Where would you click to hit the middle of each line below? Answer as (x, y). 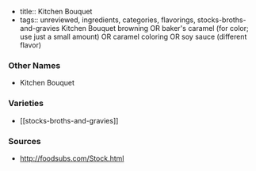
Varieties (26, 104)
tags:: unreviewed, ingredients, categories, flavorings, (107, 20)
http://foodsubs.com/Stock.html (72, 158)
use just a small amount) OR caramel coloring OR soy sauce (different (133, 36)
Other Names (34, 65)
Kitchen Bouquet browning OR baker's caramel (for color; (155, 28)
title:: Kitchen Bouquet (56, 11)
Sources (25, 141)
